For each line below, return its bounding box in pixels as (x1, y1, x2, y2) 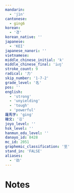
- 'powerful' (9, 108, 36, 113)
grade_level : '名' (5, 80, 42, 85)
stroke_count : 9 (5, 67, 38, 72)
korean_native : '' (5, 35, 42, 40)
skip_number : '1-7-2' (5, 76, 49, 81)
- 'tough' (9, 103, 29, 108)
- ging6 (9, 21, 25, 26)
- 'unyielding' (9, 99, 40, 104)
